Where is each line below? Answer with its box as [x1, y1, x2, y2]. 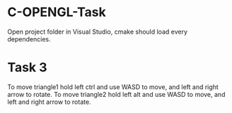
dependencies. [7, 34, 51, 43]
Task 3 [7, 60, 47, 76]
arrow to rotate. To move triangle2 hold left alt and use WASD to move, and [7, 90, 226, 98]
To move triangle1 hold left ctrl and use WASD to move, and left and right [7, 82, 219, 91]
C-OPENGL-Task [7, 4, 106, 20]
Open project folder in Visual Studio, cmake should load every [7, 27, 188, 36]
